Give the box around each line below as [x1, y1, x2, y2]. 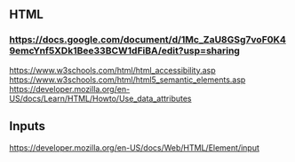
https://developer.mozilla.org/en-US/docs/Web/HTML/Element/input [9, 142, 260, 153]
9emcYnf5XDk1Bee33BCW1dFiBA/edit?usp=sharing [9, 44, 240, 57]
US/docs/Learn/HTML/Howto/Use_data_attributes [9, 93, 193, 104]
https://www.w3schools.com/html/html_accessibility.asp [9, 65, 216, 75]
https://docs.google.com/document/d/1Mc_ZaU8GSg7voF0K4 [9, 34, 287, 46]
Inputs [9, 119, 46, 134]
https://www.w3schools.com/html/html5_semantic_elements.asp [9, 74, 246, 85]
